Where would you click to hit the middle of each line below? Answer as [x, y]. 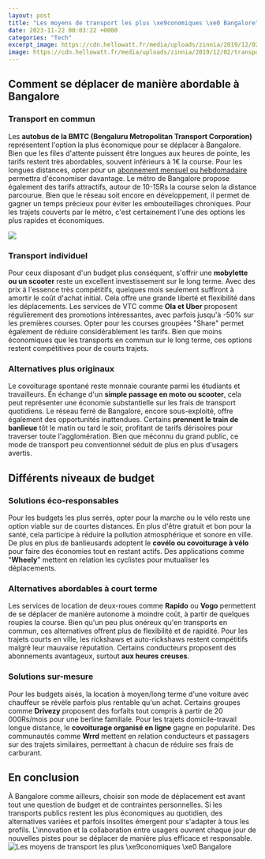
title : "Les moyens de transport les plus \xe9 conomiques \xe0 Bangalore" [134, 23]
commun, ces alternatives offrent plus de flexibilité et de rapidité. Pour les [128, 631]
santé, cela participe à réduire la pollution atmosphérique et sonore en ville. [131, 534]
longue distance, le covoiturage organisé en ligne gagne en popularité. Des [132, 727]
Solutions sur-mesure [51, 676]
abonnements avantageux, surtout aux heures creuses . [99, 656]
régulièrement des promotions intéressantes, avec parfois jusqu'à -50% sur [131, 315]
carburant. [25, 752]
